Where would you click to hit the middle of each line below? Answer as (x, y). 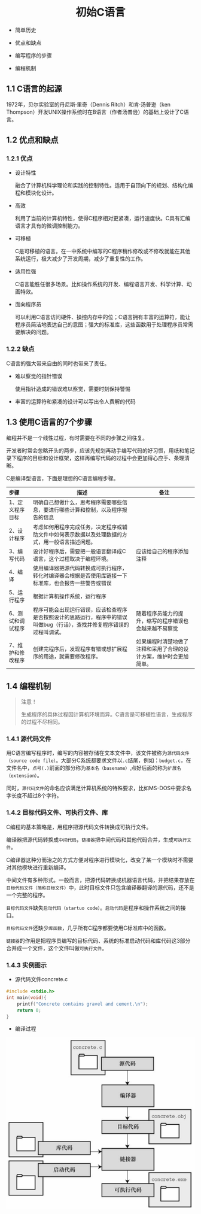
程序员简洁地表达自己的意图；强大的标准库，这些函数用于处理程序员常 (101, 324)
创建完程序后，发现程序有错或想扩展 (77, 649)
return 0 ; (29, 1010)
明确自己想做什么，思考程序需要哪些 (77, 502)
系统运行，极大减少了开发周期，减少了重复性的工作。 (80, 259)
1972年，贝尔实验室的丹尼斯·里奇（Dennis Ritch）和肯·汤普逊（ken (89, 104)
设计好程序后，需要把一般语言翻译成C (79, 551)
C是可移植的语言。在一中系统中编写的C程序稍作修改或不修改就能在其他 (103, 251)
